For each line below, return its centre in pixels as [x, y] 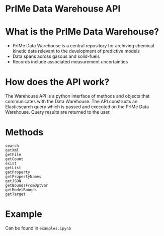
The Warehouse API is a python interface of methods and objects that [77, 96]
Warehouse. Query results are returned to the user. [58, 112]
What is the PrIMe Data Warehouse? [82, 32]
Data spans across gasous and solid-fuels [56, 56]
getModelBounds [21, 190]
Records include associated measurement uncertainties [70, 62]
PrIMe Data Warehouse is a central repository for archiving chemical [83, 46]
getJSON [13, 181]
